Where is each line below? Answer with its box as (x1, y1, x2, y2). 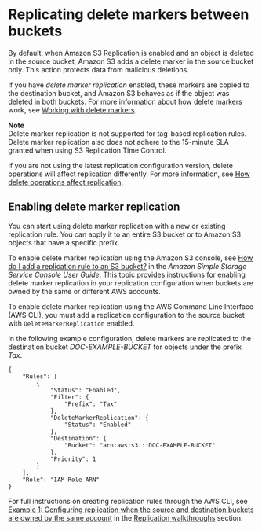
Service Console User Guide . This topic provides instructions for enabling (8, 270, 246, 279)
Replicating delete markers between (8, 6, 249, 24)
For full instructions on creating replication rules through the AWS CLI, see (8, 496, 249, 506)
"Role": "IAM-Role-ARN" (22, 476, 100, 484)
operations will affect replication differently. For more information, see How (8, 169, 250, 179)
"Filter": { (49, 393, 89, 401)
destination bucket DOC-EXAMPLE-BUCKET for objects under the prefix (8, 342, 242, 351)
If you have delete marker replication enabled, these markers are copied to (8, 80, 250, 90)
